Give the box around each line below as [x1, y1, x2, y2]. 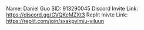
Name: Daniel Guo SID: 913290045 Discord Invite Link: [6, 5, 138, 12]
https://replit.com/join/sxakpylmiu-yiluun [6, 18, 105, 24]
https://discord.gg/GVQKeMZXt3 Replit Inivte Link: [6, 11, 128, 18]
